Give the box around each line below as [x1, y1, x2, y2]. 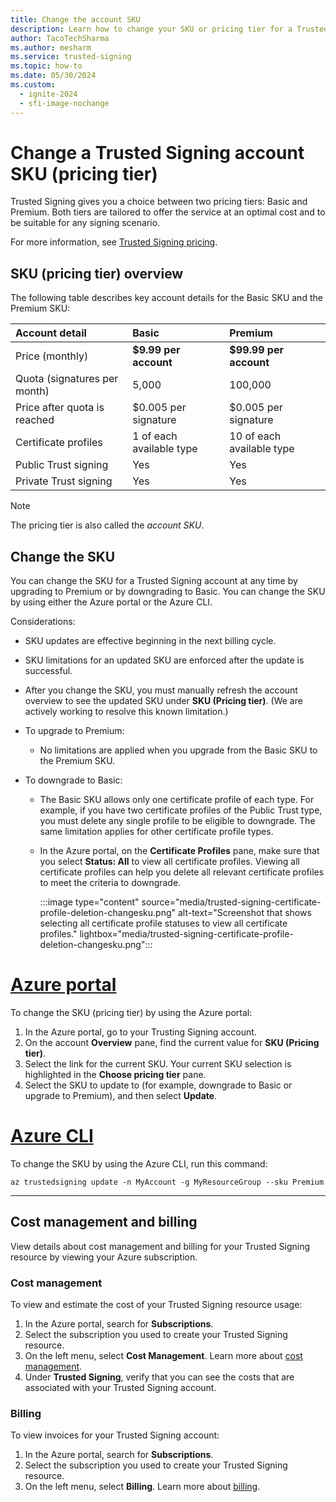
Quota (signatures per [15, 372, 119, 386]
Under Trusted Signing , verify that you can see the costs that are [24, 1371, 295, 1383]
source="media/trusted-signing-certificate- [141, 896, 322, 908]
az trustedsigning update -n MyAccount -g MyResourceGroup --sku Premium [10, 1177, 325, 1187]
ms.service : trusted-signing [10, 52, 132, 62]
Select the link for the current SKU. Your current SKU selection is [24, 1058, 292, 1070]
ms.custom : [10, 80, 56, 90]
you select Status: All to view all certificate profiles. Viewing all [39, 856, 300, 868]
